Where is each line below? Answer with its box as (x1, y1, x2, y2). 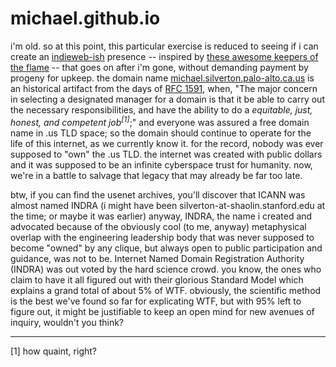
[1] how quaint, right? (10, 345, 97, 357)
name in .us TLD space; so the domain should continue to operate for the (10, 127, 312, 139)
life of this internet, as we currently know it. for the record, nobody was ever (10, 137, 324, 149)
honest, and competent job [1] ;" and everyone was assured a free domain (10, 114, 310, 128)
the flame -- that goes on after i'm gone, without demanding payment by (10, 61, 309, 73)
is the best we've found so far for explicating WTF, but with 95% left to (10, 295, 302, 307)
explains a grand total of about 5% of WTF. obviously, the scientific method (10, 284, 322, 296)
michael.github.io (10, 7, 161, 30)
